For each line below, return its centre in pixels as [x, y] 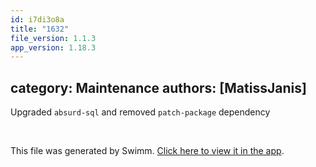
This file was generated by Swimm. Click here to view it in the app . [147, 151]
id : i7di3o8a [37, 19]
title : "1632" [40, 29]
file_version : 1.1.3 [53, 38]
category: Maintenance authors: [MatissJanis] [158, 87]
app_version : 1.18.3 [53, 47]
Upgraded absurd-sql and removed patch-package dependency [140, 112]
